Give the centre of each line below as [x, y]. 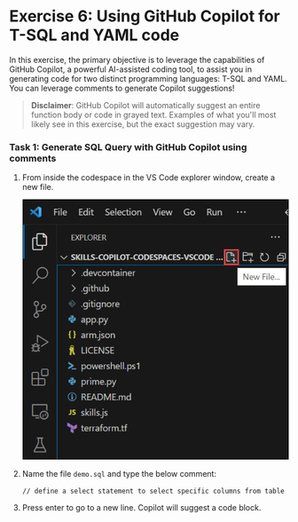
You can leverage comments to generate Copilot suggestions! [122, 88]
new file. [38, 187]
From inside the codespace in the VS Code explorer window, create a [149, 178]
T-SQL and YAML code [94, 35]
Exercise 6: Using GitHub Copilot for [145, 16]
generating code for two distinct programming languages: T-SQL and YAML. [149, 78]
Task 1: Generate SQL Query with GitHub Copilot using [128, 146]
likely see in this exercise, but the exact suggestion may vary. [143, 124]
